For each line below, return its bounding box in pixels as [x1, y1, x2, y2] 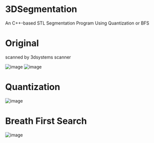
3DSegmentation [5, 3, 77, 15]
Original [5, 37, 39, 49]
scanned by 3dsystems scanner [5, 54, 71, 60]
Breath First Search [5, 115, 87, 126]
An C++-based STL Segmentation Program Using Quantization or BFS [5, 20, 149, 26]
